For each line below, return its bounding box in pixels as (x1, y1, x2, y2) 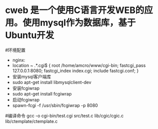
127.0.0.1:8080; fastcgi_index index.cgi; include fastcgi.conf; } (12, 67, 139, 73)
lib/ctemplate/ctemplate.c (5, 118, 58, 124)
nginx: (12, 57, 25, 63)
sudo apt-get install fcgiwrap (12, 90, 72, 96)
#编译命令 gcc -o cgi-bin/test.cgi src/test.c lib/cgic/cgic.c (5, 112, 124, 118)
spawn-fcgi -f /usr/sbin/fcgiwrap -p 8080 (12, 102, 98, 108)
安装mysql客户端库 (12, 73, 51, 79)
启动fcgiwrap (12, 96, 40, 102)
